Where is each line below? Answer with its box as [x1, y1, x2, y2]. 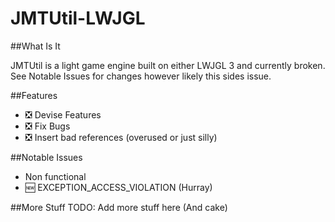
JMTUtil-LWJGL [10, 7, 146, 30]
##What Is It [10, 40, 61, 52]
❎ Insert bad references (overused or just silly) [24, 131, 218, 143]
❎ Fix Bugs [24, 120, 71, 132]
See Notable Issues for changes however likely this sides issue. [10, 70, 272, 82]
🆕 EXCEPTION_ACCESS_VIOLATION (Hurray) [24, 181, 213, 193]
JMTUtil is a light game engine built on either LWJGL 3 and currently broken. [10, 59, 326, 71]
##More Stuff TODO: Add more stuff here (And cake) [10, 201, 228, 213]
